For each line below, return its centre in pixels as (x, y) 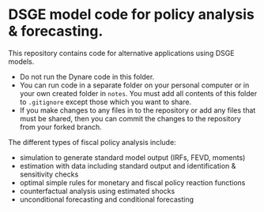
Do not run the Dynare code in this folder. (87, 76)
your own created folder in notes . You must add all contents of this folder (138, 93)
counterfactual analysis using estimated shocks (97, 191)
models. (21, 61)
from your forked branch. (61, 127)
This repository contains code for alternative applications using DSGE (121, 53)
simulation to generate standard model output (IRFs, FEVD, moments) (132, 157)
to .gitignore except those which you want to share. (106, 102)
